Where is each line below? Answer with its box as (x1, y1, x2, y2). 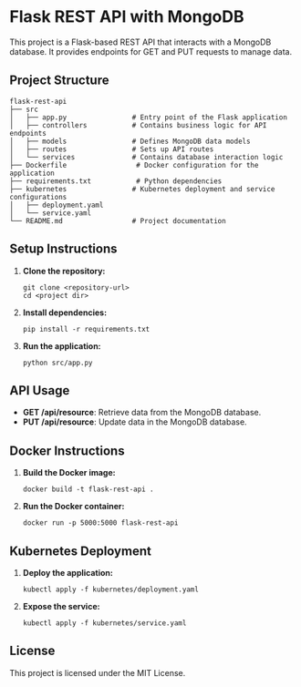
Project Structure (9, 73, 109, 88)
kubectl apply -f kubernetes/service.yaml (22, 619, 187, 628)
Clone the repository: (22, 265, 106, 276)
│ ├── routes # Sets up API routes (9, 144, 214, 154)
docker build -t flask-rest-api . (22, 485, 154, 494)
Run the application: (22, 340, 102, 352)
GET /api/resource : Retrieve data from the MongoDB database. (22, 407, 262, 418)
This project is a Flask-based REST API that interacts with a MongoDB (9, 36, 272, 47)
